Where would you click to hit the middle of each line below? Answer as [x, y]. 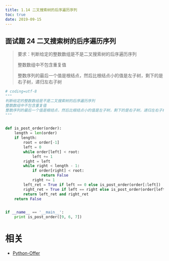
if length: [26, 138]
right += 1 [44, 180]
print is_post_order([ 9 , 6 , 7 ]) [48, 217]
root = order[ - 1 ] [41, 143]
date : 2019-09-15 [23, 19]
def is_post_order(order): [33, 128]
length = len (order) [36, 133]
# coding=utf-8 [21, 91]
